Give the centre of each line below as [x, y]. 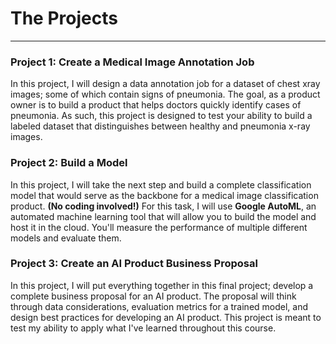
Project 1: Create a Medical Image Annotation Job [132, 62]
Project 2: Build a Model [69, 163]
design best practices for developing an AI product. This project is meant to [166, 317]
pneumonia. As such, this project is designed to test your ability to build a [161, 116]
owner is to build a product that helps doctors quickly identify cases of [156, 105]
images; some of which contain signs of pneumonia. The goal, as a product [165, 94]
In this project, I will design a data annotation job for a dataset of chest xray [165, 84]
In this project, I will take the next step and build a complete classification [161, 184]
